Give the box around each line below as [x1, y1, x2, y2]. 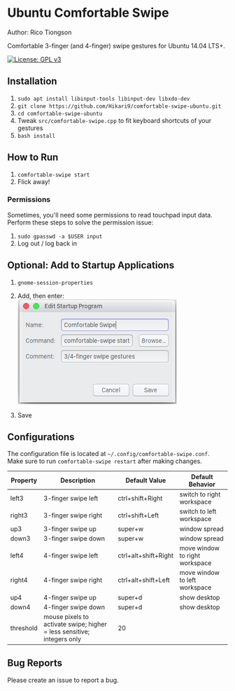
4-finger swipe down [43, 603, 106, 611]
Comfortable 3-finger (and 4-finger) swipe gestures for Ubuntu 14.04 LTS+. [7, 41, 225, 50]
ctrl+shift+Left [117, 511, 159, 519]
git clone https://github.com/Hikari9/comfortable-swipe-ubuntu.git [17, 103, 222, 110]
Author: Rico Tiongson [7, 28, 72, 36]
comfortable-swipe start [17, 171, 90, 178]
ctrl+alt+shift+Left [117, 576, 170, 585]
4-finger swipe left [43, 551, 99, 560]
